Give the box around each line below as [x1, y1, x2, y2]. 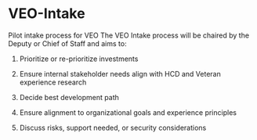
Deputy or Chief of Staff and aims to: [8, 38, 127, 48]
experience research [19, 77, 87, 87]
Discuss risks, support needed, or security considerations [19, 123, 207, 132]
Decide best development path [19, 92, 119, 102]
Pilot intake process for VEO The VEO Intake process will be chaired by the [8, 31, 249, 40]
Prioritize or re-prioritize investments [19, 54, 139, 63]
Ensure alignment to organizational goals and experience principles [19, 107, 237, 117]
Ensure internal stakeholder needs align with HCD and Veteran [19, 69, 221, 78]
